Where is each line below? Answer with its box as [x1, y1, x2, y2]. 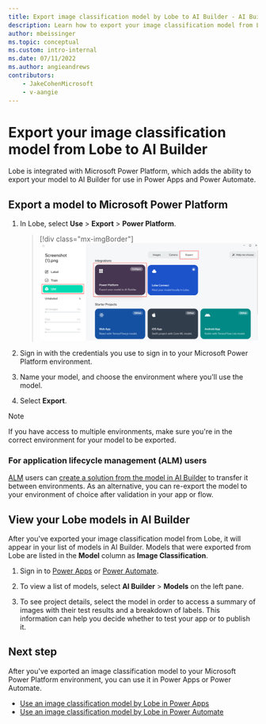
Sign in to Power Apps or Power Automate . [19, 566, 159, 576]
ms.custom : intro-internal [8, 46, 97, 55]
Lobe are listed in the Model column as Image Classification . [8, 551, 208, 560]
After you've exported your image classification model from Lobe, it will [8, 534, 241, 544]
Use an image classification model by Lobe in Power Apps [19, 699, 210, 708]
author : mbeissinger [8, 29, 77, 37]
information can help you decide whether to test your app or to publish [19, 614, 251, 623]
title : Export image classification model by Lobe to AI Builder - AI [8, 13, 246, 21]
